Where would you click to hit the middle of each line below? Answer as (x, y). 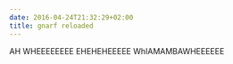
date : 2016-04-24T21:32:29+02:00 (71, 17)
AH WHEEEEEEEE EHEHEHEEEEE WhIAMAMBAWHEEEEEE (117, 51)
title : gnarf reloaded (51, 26)
